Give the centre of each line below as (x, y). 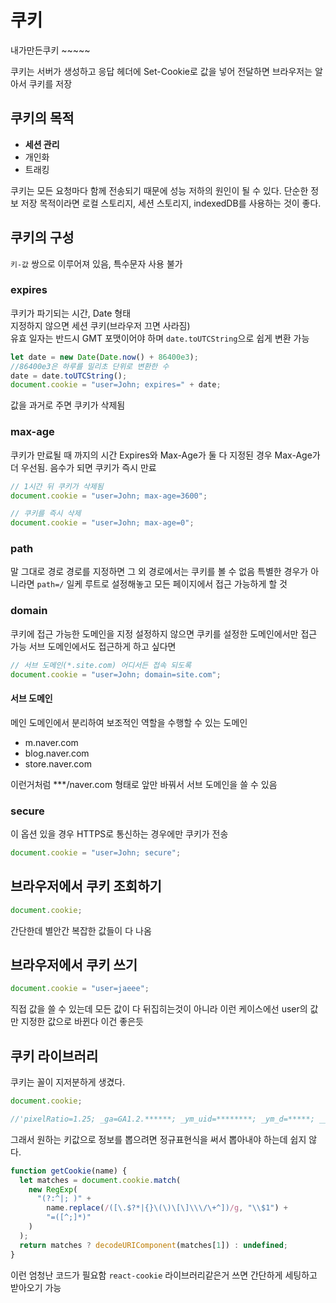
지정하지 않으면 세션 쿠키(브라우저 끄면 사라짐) (100, 325)
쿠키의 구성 (42, 237)
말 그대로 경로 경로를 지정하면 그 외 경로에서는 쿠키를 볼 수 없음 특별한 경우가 (159, 572)
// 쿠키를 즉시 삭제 (46, 514)
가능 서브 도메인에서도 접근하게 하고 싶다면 (93, 646)
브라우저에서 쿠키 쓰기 (74, 964)
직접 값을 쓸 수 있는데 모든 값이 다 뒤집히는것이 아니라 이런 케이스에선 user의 (159, 1009)
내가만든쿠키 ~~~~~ (50, 50)
